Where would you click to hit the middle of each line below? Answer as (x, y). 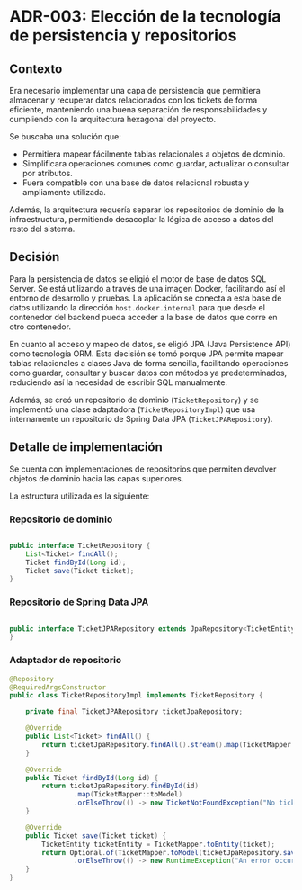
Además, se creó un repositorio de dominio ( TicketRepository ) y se (134, 400)
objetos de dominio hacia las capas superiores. (97, 478)
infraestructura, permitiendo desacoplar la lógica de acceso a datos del (142, 219)
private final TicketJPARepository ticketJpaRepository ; (134, 712)
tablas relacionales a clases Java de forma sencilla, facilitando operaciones (149, 363)
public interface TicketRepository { (80, 545)
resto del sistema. (42, 229)
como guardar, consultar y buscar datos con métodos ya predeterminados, (148, 373)
